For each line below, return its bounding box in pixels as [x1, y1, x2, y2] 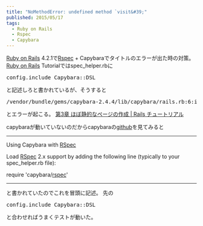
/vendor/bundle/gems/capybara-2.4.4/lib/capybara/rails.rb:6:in [6, 98, 201, 105]
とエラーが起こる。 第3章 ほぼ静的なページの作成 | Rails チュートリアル [6, 110, 184, 118]
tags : [6, 20, 20, 26]
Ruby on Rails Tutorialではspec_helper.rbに [6, 62, 114, 69]
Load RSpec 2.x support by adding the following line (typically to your [6, 153, 180, 160]
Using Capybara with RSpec [6, 141, 77, 148]
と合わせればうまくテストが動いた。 [6, 213, 97, 221]
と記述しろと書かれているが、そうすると [6, 86, 107, 93]
